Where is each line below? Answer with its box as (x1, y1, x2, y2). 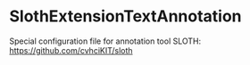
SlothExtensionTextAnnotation (9, 6, 243, 27)
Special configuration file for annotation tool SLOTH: (9, 36, 202, 46)
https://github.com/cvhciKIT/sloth (9, 45, 133, 55)
